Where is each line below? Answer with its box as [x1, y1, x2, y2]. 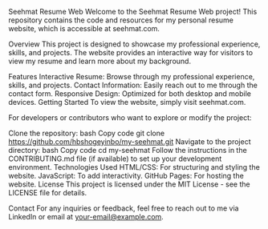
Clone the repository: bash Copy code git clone [8, 128, 165, 138]
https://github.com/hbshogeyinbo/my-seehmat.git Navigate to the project [8, 137, 251, 147]
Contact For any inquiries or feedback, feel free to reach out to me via [8, 203, 239, 213]
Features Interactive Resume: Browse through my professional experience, [8, 72, 255, 81]
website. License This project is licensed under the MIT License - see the [8, 179, 250, 189]
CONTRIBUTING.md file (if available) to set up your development [8, 154, 222, 163]
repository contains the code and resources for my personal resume [8, 15, 234, 25]
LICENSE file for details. [8, 188, 87, 197]
